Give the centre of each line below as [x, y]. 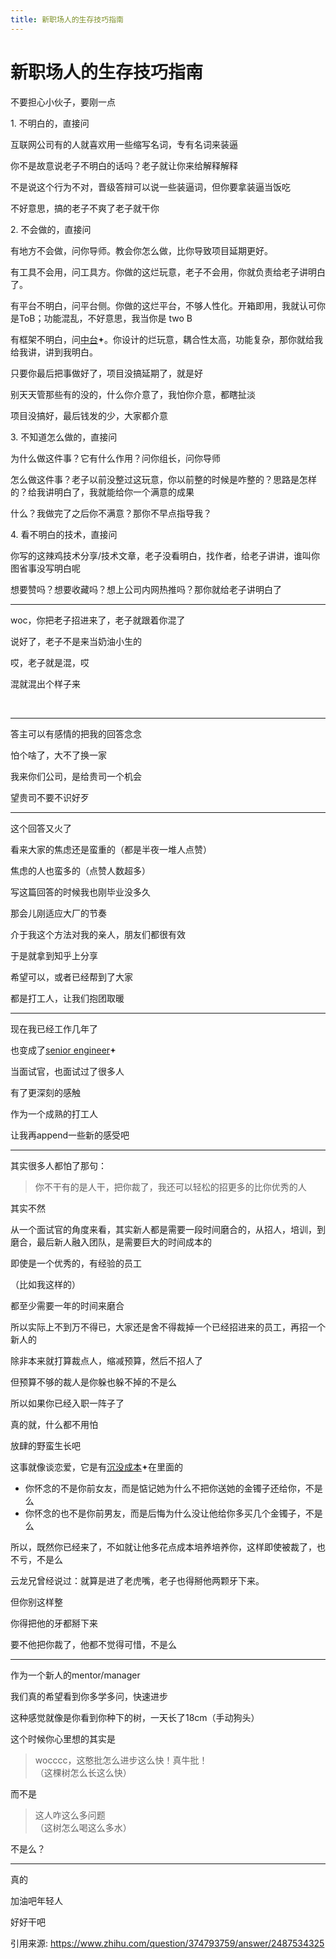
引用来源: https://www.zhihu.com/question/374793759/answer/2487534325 [167, 1943]
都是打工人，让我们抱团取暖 [67, 998]
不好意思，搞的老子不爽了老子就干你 [85, 208]
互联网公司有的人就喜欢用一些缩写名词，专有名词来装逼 [124, 144]
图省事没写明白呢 [45, 568]
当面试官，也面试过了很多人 [67, 1071]
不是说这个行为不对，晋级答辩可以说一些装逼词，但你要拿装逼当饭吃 [150, 187]
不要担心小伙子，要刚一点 [63, 102]
